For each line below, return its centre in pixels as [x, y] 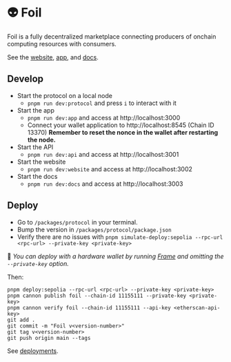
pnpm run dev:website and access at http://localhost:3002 [110, 169]
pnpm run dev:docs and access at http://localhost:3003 [105, 184]
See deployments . [33, 351]
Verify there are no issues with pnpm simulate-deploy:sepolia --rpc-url [120, 237]
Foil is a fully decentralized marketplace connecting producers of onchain [112, 36]
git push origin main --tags [49, 338]
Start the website [41, 162]
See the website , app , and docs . [53, 57]
